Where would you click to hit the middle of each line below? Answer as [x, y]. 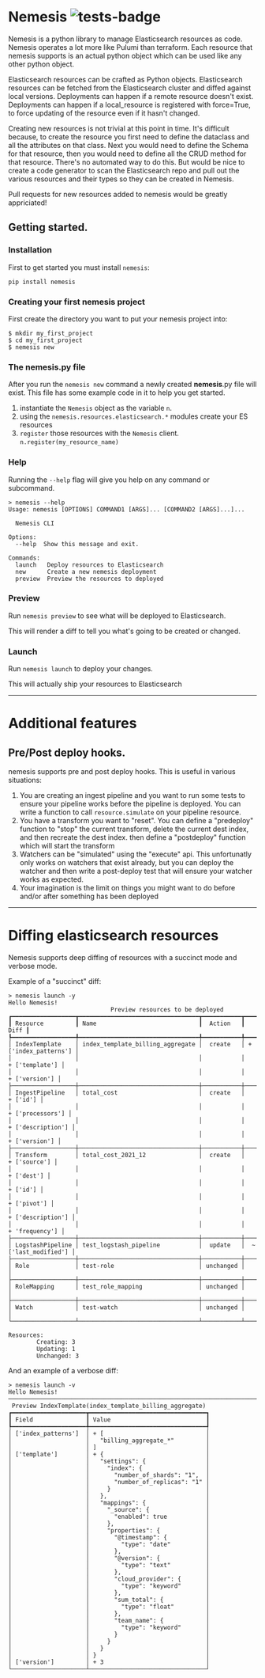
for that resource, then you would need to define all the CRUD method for [127, 154]
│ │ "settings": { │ [109, 1462]
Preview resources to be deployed [167, 1010]
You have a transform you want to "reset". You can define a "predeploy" [136, 821]
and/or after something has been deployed [89, 896]
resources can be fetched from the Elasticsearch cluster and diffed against [130, 88]
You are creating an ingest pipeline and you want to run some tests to [132, 795]
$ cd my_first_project [45, 340]
